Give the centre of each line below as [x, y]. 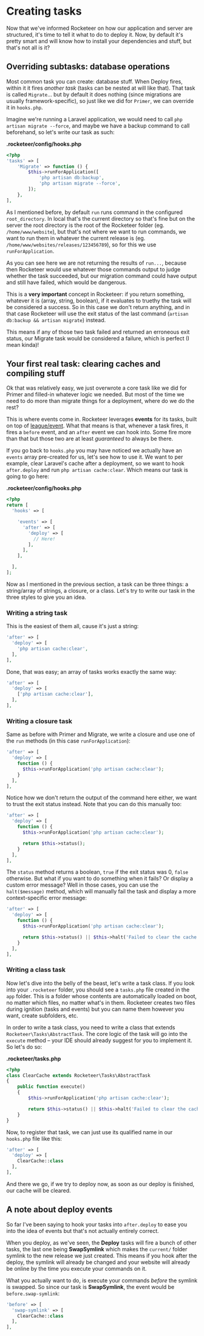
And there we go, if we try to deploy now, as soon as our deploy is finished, [100, 1184]
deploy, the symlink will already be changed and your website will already [98, 1262]
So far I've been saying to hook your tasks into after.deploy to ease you [97, 1224]
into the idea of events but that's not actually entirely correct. [83, 1231]
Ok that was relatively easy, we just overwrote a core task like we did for [97, 388]
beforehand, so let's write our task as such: [60, 132]
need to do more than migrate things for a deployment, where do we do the [100, 401]
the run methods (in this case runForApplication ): [68, 741]
